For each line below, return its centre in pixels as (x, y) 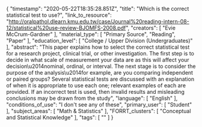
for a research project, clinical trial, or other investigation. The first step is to (100, 53)
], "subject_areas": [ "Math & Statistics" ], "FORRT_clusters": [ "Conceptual (99, 111)
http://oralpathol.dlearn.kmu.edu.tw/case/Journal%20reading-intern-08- (99, 21)
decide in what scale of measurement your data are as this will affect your (98, 60)
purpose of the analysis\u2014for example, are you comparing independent (100, 73)
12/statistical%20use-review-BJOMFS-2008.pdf (66, 28)
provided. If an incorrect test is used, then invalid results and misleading (96, 92)
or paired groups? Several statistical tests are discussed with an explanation (100, 79)
